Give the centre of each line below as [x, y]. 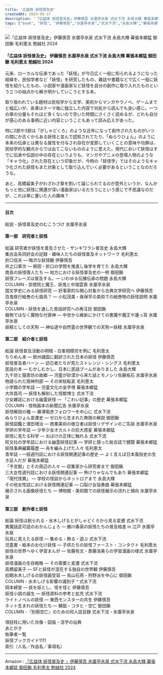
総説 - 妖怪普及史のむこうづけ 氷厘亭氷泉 [46, 224]
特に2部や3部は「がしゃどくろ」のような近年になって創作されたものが [76, 131]
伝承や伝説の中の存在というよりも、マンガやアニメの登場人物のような [83, 155]
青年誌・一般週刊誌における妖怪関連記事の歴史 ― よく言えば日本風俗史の [78, 454]
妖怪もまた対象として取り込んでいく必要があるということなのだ [90, 167]
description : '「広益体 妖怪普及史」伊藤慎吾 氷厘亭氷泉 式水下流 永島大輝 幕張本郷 [82, 18]
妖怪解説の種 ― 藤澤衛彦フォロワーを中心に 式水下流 [58, 412]
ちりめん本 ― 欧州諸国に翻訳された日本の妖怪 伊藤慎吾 [60, 357]
